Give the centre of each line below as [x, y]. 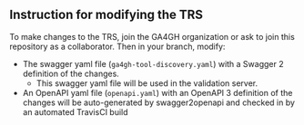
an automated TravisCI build [76, 111]
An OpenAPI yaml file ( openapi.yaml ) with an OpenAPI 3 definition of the [157, 92]
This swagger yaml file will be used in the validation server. [147, 83]
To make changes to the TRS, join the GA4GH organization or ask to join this [152, 36]
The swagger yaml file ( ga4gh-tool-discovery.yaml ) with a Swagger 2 [153, 63]
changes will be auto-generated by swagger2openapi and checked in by [159, 102]
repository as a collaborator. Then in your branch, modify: [117, 46]
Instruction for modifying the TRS [106, 15]
